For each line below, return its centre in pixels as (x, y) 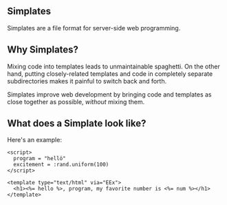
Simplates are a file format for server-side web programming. (94, 28)
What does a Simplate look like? (77, 124)
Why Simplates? (43, 50)
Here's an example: (34, 140)
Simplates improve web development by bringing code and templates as (109, 94)
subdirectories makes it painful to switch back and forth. (87, 81)
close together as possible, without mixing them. (76, 101)
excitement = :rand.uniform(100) (61, 165)
